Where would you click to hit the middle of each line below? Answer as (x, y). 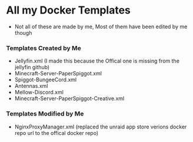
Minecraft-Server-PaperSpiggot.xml (58, 74)
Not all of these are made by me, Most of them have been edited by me (101, 27)
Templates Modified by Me (45, 114)
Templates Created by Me (44, 48)
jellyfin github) (32, 67)
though (23, 32)
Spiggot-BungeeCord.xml (46, 80)
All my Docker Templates (69, 10)
